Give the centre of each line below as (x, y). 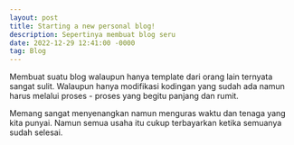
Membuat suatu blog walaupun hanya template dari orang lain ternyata (141, 77)
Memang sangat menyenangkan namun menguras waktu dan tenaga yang (148, 113)
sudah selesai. (36, 132)
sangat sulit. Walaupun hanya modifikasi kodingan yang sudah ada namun (147, 86)
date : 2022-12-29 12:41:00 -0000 (72, 43)
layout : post (34, 18)
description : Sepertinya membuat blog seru (93, 34)
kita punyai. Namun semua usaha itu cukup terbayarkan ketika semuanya (146, 123)
